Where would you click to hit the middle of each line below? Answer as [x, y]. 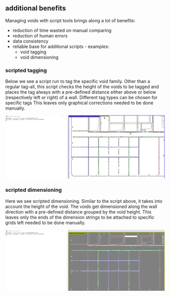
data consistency [30, 41]
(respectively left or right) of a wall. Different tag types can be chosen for [81, 98]
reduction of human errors [40, 35]
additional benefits [36, 8]
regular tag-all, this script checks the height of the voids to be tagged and [82, 87]
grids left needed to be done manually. [46, 223]
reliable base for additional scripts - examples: [61, 46]
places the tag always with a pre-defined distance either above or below [81, 92]
